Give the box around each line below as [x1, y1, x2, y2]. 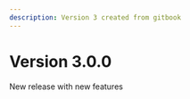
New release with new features [9, 81, 123, 92]
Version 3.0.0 [9, 51, 112, 71]
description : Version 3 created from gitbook [9, 12, 181, 22]
